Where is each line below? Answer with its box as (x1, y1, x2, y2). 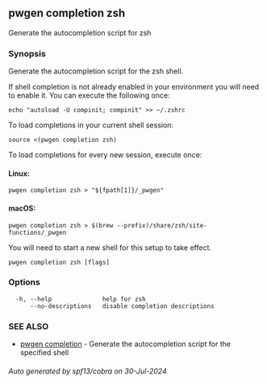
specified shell (19, 348, 69, 357)
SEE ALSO (8, 320, 49, 332)
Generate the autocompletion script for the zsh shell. (8, 66, 184, 76)
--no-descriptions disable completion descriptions (29, 302, 215, 310)
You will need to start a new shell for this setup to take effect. (8, 242, 212, 253)
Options (8, 277, 40, 288)
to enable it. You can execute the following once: (8, 90, 171, 100)
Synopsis (8, 48, 46, 59)
